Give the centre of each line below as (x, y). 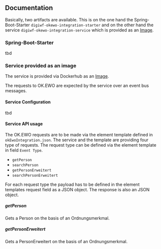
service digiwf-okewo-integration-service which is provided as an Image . (79, 30)
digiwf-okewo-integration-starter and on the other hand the (92, 25)
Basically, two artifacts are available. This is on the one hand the (69, 19)
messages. (16, 91)
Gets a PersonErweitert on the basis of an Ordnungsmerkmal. (66, 241)
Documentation (29, 8)
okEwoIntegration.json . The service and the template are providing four (77, 140)
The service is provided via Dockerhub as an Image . (57, 76)
